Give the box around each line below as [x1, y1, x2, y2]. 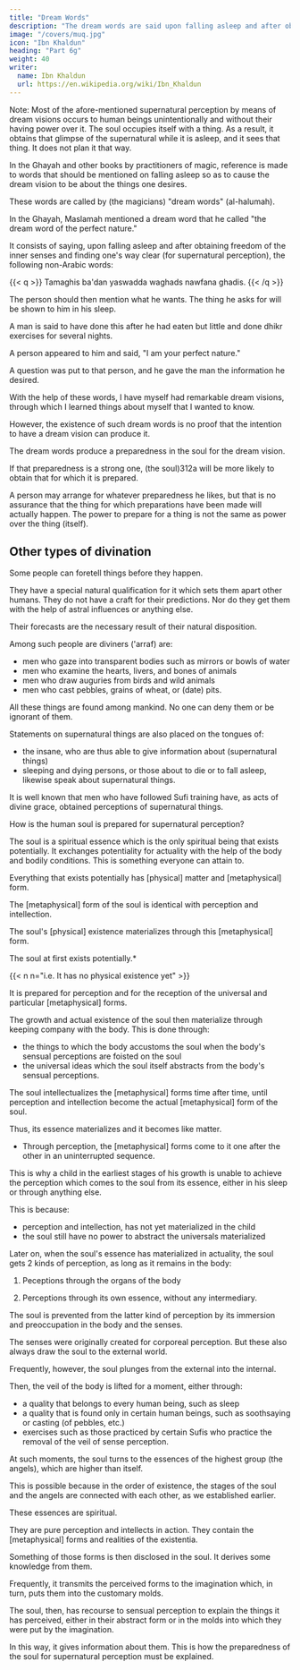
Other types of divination [9, 544, 152, 559]
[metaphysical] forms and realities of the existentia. [9, 1534, 198, 1545]
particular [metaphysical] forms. [9, 997, 128, 1008]
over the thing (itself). [9, 518, 89, 529]
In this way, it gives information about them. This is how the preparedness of [9, 1641, 291, 1652]
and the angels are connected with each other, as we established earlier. [9, 1490, 277, 1501]
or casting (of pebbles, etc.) [21, 1418, 125, 1428]
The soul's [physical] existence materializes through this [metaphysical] [9, 926, 274, 937]
